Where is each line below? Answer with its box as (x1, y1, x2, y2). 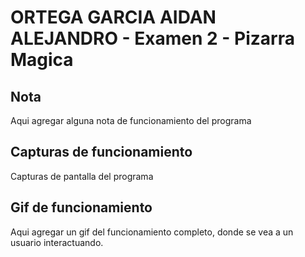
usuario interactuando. (10, 236, 104, 248)
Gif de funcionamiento (10, 199, 153, 216)
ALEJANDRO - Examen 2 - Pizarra (10, 27, 295, 50)
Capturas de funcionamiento (10, 144, 193, 161)
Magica (10, 49, 74, 71)
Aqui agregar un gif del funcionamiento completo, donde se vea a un (10, 226, 294, 238)
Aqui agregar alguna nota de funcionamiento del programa (10, 115, 252, 126)
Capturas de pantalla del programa (10, 170, 154, 182)
